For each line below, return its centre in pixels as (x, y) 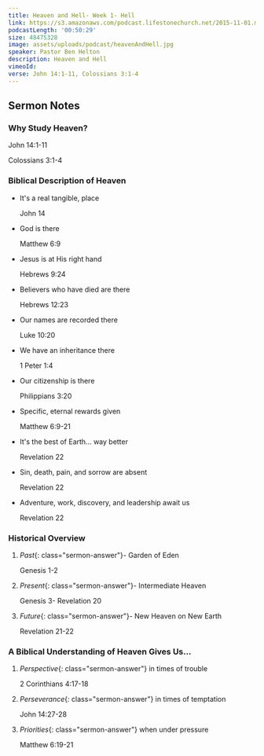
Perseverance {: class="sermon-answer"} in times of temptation (123, 699)
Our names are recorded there (68, 320)
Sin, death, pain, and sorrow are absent (83, 472)
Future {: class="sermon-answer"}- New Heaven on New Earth (121, 616)
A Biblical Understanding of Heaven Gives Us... (100, 651)
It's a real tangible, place (59, 198)
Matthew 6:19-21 (46, 745)
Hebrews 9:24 (42, 274)
